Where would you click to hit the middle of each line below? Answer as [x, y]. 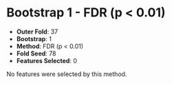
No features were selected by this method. [67, 74]
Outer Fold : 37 [37, 32]
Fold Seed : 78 [36, 53]
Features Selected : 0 [46, 60]
